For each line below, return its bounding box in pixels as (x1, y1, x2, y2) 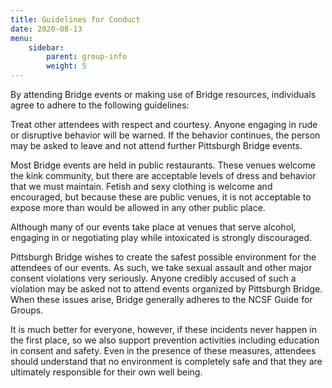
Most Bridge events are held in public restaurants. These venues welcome (10, 159, 316, 171)
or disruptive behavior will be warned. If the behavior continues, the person (10, 129, 321, 141)
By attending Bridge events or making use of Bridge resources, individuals (10, 89, 317, 100)
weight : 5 (46, 61, 87, 71)
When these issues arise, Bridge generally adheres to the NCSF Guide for (10, 294, 313, 305)
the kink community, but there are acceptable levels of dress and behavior (10, 170, 317, 181)
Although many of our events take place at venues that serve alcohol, (10, 221, 297, 233)
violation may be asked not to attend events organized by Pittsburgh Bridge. (10, 283, 323, 295)
